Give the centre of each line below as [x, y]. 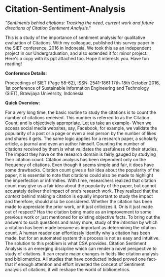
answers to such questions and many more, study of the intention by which [81, 222]
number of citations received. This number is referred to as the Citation [77, 117]
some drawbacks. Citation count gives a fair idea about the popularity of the [82, 170]
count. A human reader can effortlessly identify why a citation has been [78, 233]
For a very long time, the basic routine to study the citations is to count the [81, 112]
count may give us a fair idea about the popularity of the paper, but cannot [81, 185]
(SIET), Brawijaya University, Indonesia [44, 93]
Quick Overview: [23, 103]
